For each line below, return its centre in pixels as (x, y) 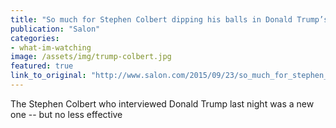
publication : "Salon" (55, 29)
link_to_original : (48, 76)
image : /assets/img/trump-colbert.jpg (91, 57)
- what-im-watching (51, 47)
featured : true (42, 66)
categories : (35, 38)
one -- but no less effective (66, 114)
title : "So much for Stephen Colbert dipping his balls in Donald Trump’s (169, 19)
